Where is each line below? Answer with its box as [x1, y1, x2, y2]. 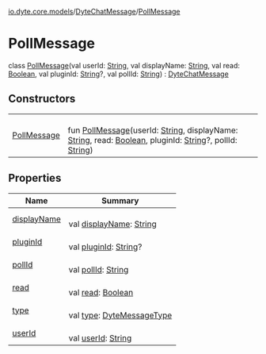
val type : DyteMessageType [68, 310, 173, 321]
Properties [8, 171, 62, 185]
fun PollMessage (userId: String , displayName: [67, 125, 238, 136]
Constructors [8, 92, 76, 106]
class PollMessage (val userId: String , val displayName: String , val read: [8, 60, 240, 70]
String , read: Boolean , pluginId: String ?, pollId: [67, 134, 237, 145]
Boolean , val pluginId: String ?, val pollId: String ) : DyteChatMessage [8, 69, 230, 79]
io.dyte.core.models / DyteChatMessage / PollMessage [8, 7, 180, 16]
